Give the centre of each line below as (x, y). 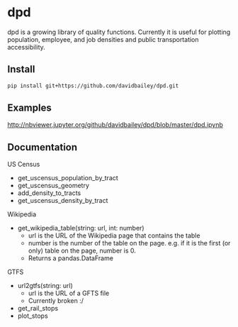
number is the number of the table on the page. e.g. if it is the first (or (129, 243)
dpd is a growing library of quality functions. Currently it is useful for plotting (119, 32)
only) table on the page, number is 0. (82, 251)
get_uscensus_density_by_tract (63, 201)
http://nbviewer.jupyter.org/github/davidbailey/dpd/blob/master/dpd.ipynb (115, 125)
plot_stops (33, 316)
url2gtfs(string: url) (45, 286)
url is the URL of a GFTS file (69, 293)
